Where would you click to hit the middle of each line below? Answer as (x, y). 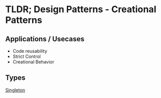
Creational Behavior (33, 62)
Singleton (15, 90)
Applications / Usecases (45, 39)
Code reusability (30, 51)
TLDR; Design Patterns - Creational (81, 9)
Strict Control (26, 56)
